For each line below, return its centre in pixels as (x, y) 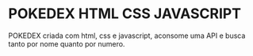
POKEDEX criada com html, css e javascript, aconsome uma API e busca (127, 35)
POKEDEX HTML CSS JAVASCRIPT (125, 14)
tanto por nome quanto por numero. (67, 43)
